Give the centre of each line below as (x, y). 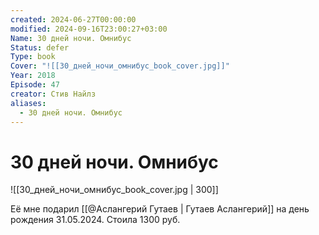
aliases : (28, 103)
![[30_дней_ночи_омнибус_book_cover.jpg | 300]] (114, 190)
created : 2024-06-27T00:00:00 (73, 19)
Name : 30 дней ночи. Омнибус (71, 38)
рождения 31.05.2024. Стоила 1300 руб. (95, 220)
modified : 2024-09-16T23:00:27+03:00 (89, 29)
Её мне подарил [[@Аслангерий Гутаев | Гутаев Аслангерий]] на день (160, 209)
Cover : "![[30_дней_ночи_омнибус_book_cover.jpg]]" (120, 66)
